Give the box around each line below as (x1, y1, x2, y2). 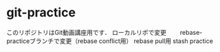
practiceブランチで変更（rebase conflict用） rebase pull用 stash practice (6, 36, 214, 45)
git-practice (6, 5, 76, 21)
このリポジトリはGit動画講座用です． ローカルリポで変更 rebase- (6, 28, 203, 36)
